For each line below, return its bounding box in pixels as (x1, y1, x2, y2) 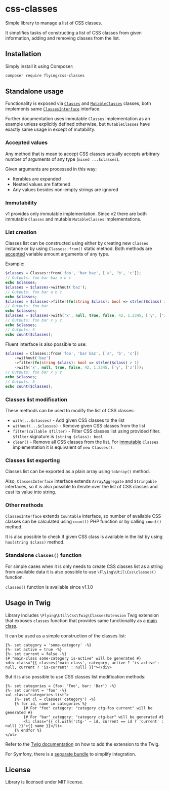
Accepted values (5, 139, 48, 146)
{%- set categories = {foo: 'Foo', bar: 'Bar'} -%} (5, 683, 116, 689)
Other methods (5, 501, 44, 509)
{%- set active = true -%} (5, 647, 62, 652)
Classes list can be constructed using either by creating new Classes (5, 240, 149, 246)
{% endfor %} (14, 728, 42, 733)
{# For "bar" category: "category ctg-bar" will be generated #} (23, 714, 164, 720)
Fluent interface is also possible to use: (5, 341, 87, 347)
